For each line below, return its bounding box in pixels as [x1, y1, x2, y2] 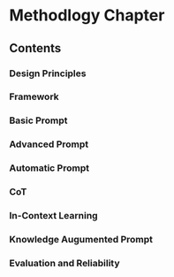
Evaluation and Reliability [9, 257, 121, 269]
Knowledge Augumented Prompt [9, 233, 153, 245]
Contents [9, 41, 62, 56]
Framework [9, 90, 59, 103]
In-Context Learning [9, 210, 99, 222]
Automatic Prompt [9, 162, 90, 174]
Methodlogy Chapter [9, 5, 165, 26]
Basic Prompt [9, 114, 68, 127]
